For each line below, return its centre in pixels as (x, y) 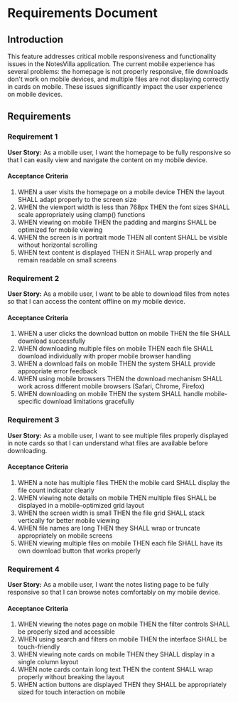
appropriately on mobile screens (65, 536)
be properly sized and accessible (66, 632)
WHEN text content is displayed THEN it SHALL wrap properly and (114, 252)
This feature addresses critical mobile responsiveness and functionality (112, 56)
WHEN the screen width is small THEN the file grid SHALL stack (111, 513)
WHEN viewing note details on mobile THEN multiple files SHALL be (117, 498)
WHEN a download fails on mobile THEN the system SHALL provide (117, 363)
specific (29, 401)
